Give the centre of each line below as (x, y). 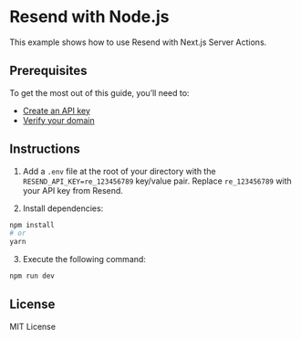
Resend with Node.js (90, 17)
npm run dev (32, 276)
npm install (32, 225)
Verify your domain (58, 120)
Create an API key (57, 111)
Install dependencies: (63, 208)
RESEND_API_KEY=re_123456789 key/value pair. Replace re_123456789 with (157, 181)
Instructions (45, 149)
